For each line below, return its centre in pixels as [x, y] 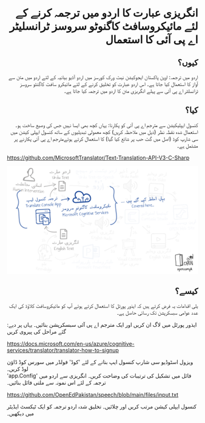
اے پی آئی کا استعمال [152, 40]
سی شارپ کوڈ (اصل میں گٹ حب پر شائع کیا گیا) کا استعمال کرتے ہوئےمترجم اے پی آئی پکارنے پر [106, 138]
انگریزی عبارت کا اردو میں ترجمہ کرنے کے [107, 13]
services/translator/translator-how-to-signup [63, 351]
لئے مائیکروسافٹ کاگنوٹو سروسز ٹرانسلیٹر [104, 26]
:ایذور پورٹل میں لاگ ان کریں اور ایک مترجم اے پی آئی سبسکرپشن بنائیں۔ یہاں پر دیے [102, 325]
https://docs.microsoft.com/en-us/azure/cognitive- [71, 344]
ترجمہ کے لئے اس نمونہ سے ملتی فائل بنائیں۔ [56, 383]
